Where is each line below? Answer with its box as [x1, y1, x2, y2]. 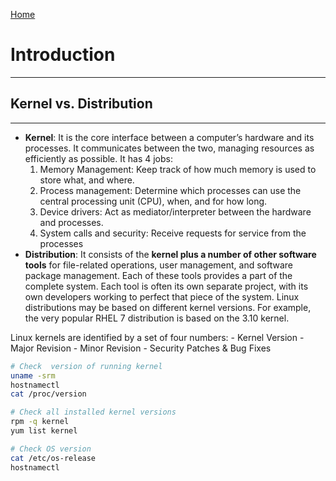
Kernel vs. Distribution [10, 95, 153, 113]
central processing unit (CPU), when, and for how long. [39, 195, 268, 207]
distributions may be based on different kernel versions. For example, [24, 301, 312, 313]
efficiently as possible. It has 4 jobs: [24, 152, 173, 164]
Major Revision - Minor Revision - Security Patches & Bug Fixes [10, 342, 272, 354]
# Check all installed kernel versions [10, 407, 177, 418]
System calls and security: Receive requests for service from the [39, 227, 307, 239]
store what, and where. [39, 174, 135, 186]
